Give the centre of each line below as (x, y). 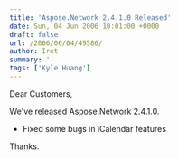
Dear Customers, (41, 94)
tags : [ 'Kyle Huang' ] (50, 69)
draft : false (34, 34)
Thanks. (24, 146)
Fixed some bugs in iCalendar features (94, 128)
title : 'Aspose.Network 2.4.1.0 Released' (90, 18)
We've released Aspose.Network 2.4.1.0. (84, 111)
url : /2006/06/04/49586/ (56, 43)
